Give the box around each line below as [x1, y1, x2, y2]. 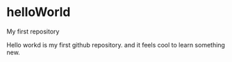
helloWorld [6, 4, 71, 20]
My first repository [6, 27, 60, 36]
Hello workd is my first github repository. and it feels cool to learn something [6, 40, 225, 49]
